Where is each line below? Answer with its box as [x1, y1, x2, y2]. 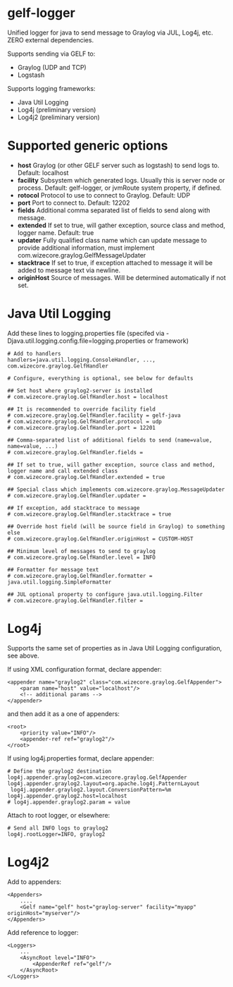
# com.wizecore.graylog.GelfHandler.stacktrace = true [7, 510, 172, 518]
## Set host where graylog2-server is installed [7, 387, 153, 394]
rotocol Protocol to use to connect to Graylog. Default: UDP [17, 190, 191, 199]
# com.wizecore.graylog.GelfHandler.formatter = [7, 572, 153, 579]
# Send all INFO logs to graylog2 [7, 824, 109, 832]
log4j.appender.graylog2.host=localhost [7, 792, 128, 799]
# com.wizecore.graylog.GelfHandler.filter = [7, 597, 143, 604]
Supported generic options [7, 138, 168, 154]
